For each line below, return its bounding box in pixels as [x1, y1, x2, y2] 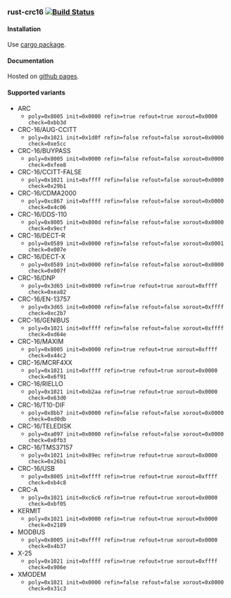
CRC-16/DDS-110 [17, 210, 67, 218]
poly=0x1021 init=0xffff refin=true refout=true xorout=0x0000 [27, 367, 218, 374]
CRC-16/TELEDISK [17, 421, 72, 430]
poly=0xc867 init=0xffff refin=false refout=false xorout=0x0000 [27, 198, 224, 205]
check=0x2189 [27, 521, 67, 529]
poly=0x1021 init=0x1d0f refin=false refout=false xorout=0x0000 [27, 134, 224, 141]
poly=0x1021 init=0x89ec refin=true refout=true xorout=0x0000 [27, 452, 218, 459]
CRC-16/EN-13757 [17, 294, 70, 303]
